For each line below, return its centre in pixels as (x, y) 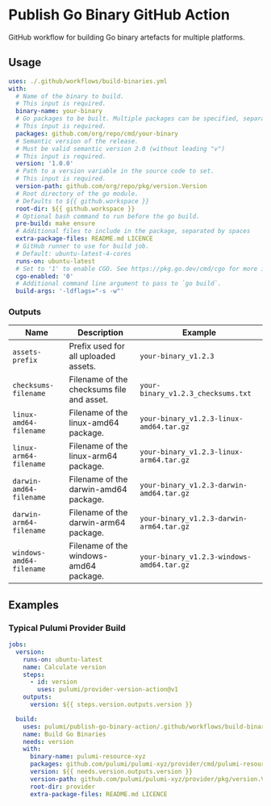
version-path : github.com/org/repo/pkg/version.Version (111, 186)
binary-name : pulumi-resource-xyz (88, 757)
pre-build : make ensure (55, 223)
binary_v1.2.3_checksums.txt (196, 394)
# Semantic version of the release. (77, 141)
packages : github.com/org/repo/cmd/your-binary (97, 134)
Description (100, 332)
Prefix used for (97, 346)
